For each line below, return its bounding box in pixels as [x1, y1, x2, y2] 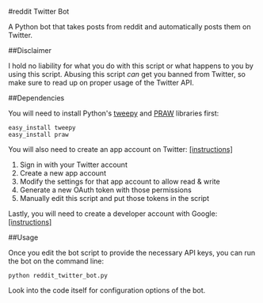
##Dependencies [8, 93, 65, 102]
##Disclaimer [8, 46, 51, 55]
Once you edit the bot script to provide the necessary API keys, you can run [8, 248, 256, 257]
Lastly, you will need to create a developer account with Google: [8, 209, 218, 218]
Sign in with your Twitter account [19, 160, 128, 169]
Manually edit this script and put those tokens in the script [19, 194, 210, 203]
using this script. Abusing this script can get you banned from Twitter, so [8, 70, 246, 78]
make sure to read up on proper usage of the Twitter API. [8, 78, 194, 87]
